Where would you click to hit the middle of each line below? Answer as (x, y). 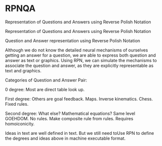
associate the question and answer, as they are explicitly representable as (79, 65)
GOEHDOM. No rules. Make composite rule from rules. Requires (69, 118)
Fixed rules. (17, 104)
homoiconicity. (20, 124)
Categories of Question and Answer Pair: (46, 80)
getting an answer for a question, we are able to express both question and (81, 55)
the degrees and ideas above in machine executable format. (65, 138)
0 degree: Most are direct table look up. (45, 89)
